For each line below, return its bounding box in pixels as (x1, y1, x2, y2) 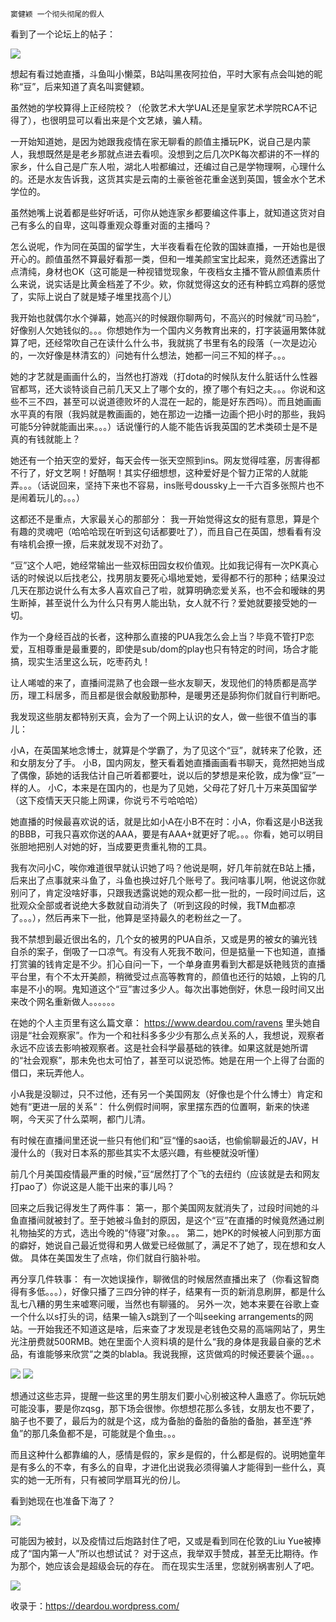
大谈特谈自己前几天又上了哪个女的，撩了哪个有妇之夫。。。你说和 (53, 383, 317, 395)
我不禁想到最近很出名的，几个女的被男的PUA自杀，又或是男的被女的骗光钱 (10, 933, 318, 945)
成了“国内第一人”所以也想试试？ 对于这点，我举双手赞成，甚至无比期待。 (10, 1548, 310, 1559)
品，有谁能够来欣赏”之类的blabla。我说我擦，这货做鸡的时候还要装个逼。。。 (10, 1348, 320, 1360)
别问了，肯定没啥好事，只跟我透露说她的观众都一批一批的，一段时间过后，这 (10, 887, 326, 898)
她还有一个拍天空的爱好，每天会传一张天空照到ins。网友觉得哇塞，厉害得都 (10, 454, 321, 466)
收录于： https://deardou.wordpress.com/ (10, 1600, 180, 1612)
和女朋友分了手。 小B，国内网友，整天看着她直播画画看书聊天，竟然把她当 (10, 757, 317, 768)
